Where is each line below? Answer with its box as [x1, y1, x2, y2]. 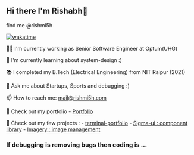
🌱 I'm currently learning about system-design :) [6, 56, 122, 63]
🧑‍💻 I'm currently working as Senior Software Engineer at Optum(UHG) [6, 45, 178, 52]
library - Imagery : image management [6, 126, 101, 133]
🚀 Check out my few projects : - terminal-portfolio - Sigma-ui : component [6, 119, 188, 126]
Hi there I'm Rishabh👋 [6, 6, 88, 16]
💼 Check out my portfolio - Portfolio [6, 108, 93, 115]
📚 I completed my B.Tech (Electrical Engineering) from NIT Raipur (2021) [6, 68, 186, 75]
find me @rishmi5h [6, 21, 52, 29]
